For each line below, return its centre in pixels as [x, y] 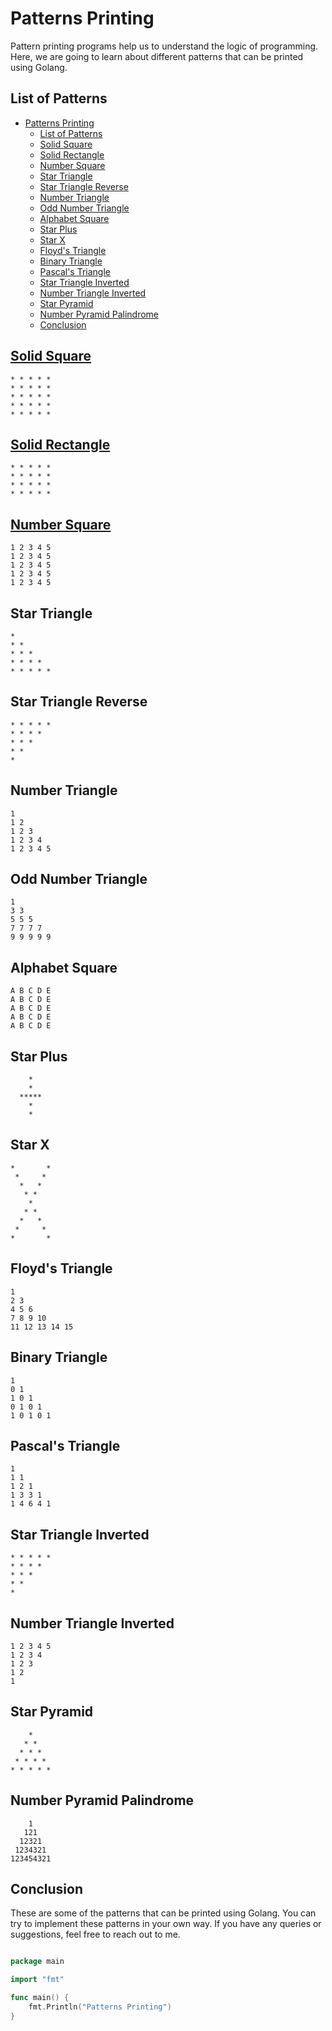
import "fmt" [37, 1980]
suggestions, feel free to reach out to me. [95, 1934]
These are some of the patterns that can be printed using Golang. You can [163, 1913]
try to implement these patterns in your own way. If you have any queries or [166, 1924]
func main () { [40, 1998]
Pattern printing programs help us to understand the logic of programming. [164, 46]
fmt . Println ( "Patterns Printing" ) [100, 2007]
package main [37, 1962]
